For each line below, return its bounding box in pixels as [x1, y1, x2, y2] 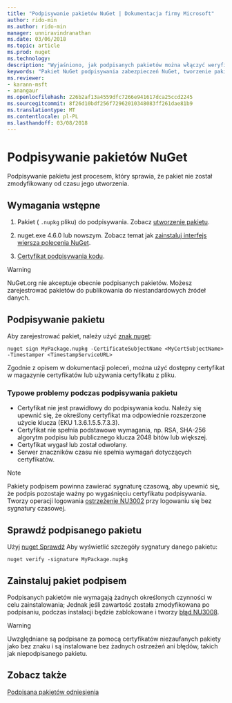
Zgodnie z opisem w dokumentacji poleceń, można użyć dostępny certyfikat [7, 364, 225, 372]
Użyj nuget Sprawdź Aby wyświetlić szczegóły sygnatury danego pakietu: [7, 542, 218, 551]
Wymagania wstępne [7, 199, 101, 211]
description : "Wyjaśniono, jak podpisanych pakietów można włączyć [7, 62, 206, 69]
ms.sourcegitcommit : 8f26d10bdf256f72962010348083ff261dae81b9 [7, 100, 193, 107]
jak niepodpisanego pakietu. [7, 649, 88, 657]
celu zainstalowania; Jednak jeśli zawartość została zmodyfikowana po [7, 600, 210, 609]
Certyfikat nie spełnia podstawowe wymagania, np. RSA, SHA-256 [17, 426, 206, 435]
